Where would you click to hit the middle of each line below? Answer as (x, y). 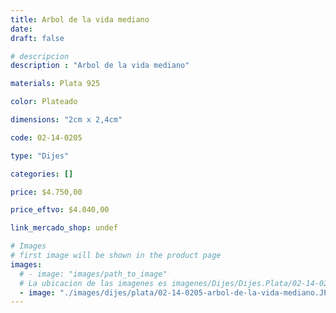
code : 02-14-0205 (46, 137)
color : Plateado (44, 102)
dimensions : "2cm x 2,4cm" (66, 120)
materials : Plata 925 (55, 84)
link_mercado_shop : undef (64, 228)
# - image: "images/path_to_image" (93, 274)
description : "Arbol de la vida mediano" (100, 66)
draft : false (37, 38)
